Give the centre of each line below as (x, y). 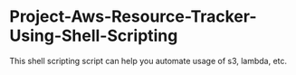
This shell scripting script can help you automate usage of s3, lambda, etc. (148, 61)
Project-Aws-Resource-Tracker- (133, 17)
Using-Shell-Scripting (94, 36)
